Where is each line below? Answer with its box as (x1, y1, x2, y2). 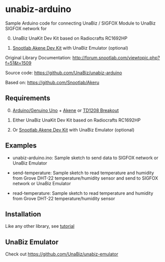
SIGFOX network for (5, 25, 47, 31)
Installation (5, 210, 41, 218)
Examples (5, 142, 37, 150)
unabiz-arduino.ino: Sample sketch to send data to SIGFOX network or (12, 155, 158, 161)
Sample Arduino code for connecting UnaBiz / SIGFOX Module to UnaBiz (5, 20, 156, 26)
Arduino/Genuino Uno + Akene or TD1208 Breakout (12, 107, 119, 113)
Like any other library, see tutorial (5, 223, 74, 229)
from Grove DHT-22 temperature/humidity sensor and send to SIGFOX (12, 175, 158, 181)
